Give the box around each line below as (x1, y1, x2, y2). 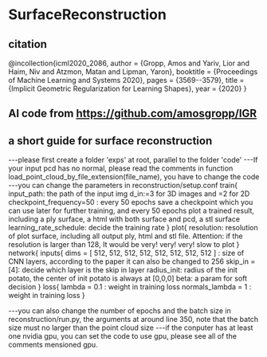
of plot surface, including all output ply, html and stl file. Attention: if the (8, 231, 243, 241)
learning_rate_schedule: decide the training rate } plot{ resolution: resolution (8, 223, 259, 233)
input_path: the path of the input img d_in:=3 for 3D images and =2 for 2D (8, 189, 250, 198)
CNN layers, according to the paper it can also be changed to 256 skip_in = (8, 257, 256, 266)
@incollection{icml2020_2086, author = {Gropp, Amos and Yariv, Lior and (8, 58, 249, 68)
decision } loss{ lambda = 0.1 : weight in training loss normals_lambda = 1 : (8, 282, 252, 292)
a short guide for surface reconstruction (8, 134, 213, 147)
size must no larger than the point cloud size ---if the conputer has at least (8, 323, 253, 332)
